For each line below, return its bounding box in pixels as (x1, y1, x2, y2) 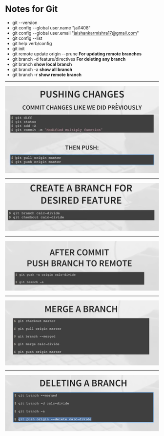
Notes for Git (5, 3, 58, 15)
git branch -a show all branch (12, 66, 73, 72)
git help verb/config (12, 40, 52, 46)
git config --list (12, 35, 42, 41)
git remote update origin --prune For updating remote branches (12, 50, 142, 57)
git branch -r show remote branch (12, 72, 82, 77)
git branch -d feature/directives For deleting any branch (12, 56, 126, 62)
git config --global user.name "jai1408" (12, 24, 91, 30)
